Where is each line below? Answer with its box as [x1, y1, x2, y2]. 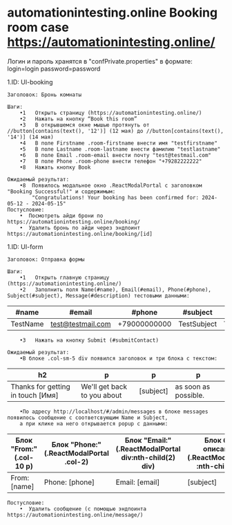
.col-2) [64, 457, 88, 466]
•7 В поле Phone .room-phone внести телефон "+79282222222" [19, 158, 202, 165]
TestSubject [178, 319, 217, 329]
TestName [10, 319, 44, 329]
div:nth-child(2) [120, 452, 176, 462]
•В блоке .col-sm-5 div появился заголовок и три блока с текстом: [19, 355, 217, 362]
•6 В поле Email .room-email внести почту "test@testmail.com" [19, 151, 212, 158]
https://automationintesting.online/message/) [7, 511, 144, 518]
